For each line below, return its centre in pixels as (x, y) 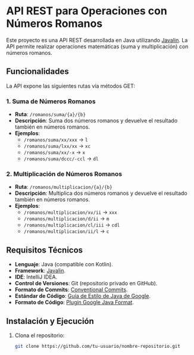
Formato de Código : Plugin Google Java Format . (74, 303)
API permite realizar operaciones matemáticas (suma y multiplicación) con (97, 46)
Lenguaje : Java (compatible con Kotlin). (64, 264)
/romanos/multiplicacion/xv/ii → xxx (70, 212)
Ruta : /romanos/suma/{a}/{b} (50, 114)
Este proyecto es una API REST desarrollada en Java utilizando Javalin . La (97, 40)
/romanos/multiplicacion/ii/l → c (66, 231)
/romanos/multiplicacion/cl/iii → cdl (72, 225)
